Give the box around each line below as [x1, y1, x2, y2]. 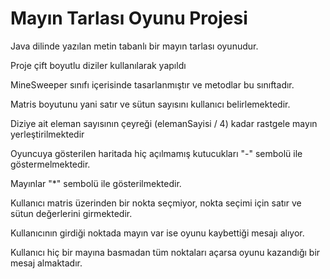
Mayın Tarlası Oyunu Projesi [10, 7, 248, 30]
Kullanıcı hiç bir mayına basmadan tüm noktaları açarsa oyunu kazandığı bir [10, 246, 321, 258]
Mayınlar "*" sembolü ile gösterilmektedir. [10, 177, 182, 189]
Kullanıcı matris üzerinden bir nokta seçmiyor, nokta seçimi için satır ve [10, 197, 302, 209]
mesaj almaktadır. [10, 257, 83, 269]
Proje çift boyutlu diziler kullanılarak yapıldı [10, 59, 187, 71]
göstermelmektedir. [10, 158, 91, 170]
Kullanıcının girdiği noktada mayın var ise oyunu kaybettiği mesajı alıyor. [10, 227, 305, 239]
